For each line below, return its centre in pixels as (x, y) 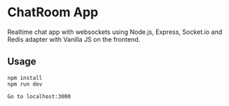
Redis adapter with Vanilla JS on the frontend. (74, 39)
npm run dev (25, 84)
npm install (25, 78)
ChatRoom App (53, 12)
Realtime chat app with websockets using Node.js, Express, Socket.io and (115, 32)
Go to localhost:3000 (39, 96)
